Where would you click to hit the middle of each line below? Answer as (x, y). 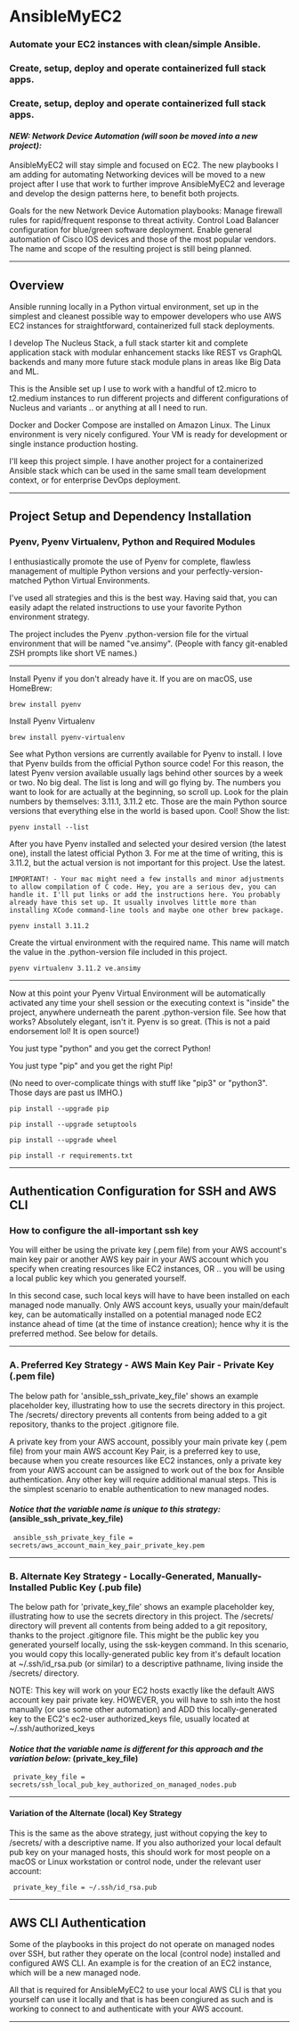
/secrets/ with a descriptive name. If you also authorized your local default (145, 1842)
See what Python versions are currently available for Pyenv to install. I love (146, 754)
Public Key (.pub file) (96, 1587)
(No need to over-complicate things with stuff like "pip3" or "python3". (139, 1082)
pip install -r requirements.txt (71, 1156)
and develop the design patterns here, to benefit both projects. (125, 194)
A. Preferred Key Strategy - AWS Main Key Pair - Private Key (141, 1365)
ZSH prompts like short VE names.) (73, 652)
